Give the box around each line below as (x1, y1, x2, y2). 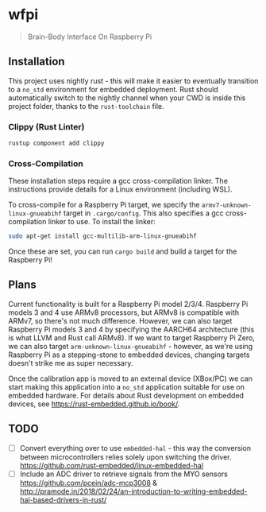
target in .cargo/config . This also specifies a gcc (63, 208, 224, 218)
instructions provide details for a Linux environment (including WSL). (8, 184, 233, 194)
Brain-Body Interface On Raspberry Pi (27, 32, 152, 41)
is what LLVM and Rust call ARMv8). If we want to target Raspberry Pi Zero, (8, 332, 256, 343)
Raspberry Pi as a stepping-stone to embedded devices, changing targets (8, 350, 250, 359)
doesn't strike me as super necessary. (8, 358, 133, 367)
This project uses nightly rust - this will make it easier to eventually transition (8, 76, 259, 85)
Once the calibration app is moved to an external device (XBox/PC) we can (8, 374, 253, 383)
